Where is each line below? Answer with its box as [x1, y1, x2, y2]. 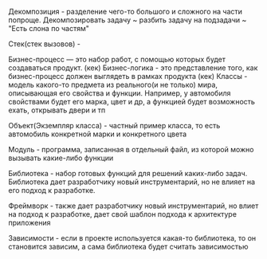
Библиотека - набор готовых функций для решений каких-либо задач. [8, 169, 248, 178]
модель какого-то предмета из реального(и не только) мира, [8, 80, 218, 89]
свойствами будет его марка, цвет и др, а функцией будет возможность [8, 97, 255, 106]
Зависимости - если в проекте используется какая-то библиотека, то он [8, 233, 257, 242]
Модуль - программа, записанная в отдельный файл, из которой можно [8, 145, 254, 154]
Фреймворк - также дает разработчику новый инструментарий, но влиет [8, 201, 259, 210]
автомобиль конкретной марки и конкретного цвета [8, 129, 187, 139]
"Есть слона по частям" [8, 24, 90, 33]
